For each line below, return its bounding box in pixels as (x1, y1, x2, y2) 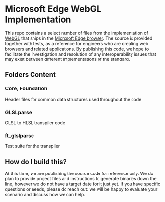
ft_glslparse (5, 132, 34, 139)
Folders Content (5, 70, 56, 79)
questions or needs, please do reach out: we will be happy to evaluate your (5, 186, 158, 192)
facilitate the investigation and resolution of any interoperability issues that (5, 51, 156, 57)
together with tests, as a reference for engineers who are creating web (5, 40, 149, 46)
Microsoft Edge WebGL (5, 3, 102, 15)
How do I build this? (5, 157, 66, 166)
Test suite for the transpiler (5, 144, 60, 149)
